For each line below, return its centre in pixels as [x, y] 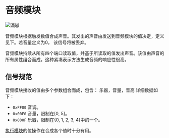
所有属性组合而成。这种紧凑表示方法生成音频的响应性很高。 [67, 59]
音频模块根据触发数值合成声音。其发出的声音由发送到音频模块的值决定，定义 [85, 36]
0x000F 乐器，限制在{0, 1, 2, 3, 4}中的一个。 [58, 120]
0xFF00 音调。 [27, 107]
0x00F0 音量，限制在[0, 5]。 [41, 113]
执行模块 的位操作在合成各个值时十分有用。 [49, 130]
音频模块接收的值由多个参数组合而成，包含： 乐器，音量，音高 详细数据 [79, 90]
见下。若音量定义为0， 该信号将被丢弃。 [47, 42]
